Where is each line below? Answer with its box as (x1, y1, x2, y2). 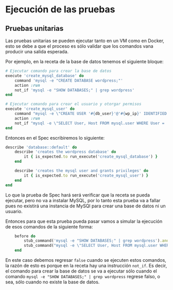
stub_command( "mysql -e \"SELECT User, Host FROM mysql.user (24, 243, 158, 248)
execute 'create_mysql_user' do (5, 106, 75, 111)
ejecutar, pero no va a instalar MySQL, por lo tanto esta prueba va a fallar (5, 197, 161, 203)
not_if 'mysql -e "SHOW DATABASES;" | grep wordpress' (14, 87, 135, 93)
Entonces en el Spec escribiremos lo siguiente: (5, 134, 105, 141)
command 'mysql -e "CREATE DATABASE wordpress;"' (14, 78, 124, 83)
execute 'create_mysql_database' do (5, 73, 84, 78)
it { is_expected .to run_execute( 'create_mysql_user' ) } (24, 173, 148, 178)
